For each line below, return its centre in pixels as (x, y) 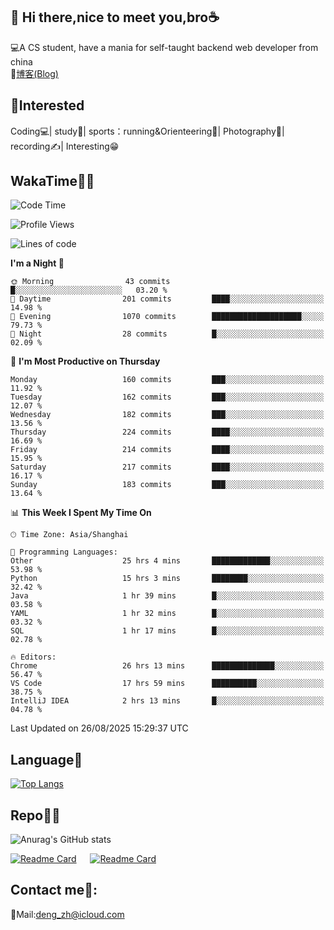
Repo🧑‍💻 (35, 815)
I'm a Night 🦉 (37, 263)
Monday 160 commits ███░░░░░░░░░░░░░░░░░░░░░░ (167, 380)
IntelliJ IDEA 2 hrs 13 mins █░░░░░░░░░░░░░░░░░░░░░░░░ (167, 701)
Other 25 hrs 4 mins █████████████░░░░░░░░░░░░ (167, 561)
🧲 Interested (47, 105)
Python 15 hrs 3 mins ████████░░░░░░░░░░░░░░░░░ (167, 579)
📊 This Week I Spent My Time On (81, 513)
